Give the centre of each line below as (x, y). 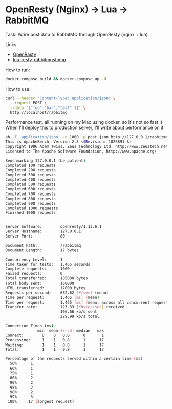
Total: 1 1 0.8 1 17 (55, 350)
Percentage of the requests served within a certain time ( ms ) (74, 359)
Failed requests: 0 (34, 274)
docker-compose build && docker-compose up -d (56, 79)
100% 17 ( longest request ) (41, 402)
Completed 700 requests (31, 194)
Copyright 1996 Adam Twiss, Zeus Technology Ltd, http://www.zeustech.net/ (88, 147)
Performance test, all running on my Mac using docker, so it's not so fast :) (84, 122)
